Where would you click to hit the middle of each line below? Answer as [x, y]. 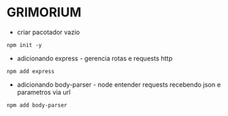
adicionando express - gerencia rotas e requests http [95, 58]
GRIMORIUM [44, 12]
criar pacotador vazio [48, 32]
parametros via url [44, 92]
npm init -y [24, 45]
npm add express [31, 71]
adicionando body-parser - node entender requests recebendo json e [119, 84]
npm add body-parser [37, 105]
